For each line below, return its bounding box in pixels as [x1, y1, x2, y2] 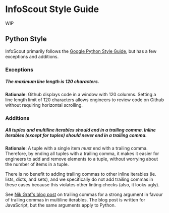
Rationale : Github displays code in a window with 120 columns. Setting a [5, 91, 156, 97]
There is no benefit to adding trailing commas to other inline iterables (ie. [5, 171, 156, 177]
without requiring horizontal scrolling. [5, 102, 83, 108]
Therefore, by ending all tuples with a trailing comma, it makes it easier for [5, 150, 159, 157]
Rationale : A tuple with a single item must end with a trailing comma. [5, 145, 148, 151]
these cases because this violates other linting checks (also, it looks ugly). [5, 181, 160, 187]
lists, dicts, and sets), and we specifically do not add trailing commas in [5, 176, 154, 182]
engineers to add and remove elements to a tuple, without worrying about [5, 156, 158, 162]
